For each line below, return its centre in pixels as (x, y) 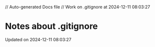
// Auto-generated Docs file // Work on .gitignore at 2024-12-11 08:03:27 (78, 7)
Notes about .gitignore (52, 26)
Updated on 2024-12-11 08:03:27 (38, 39)
